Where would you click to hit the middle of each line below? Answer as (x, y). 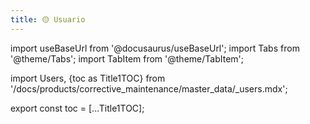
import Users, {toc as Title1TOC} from (88, 78)
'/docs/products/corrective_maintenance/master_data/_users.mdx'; (149, 88)
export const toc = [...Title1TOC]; (77, 108)
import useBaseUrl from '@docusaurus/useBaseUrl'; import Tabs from (155, 48)
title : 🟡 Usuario (48, 19)
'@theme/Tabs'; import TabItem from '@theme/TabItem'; (127, 58)
